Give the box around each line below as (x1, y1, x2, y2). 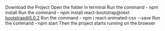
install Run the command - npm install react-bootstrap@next (5, 9, 130, 15)
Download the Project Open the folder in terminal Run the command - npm (5, 4, 158, 10)
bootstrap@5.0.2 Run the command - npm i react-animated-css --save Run (5, 15, 160, 20)
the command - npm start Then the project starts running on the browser (5, 20, 155, 26)
